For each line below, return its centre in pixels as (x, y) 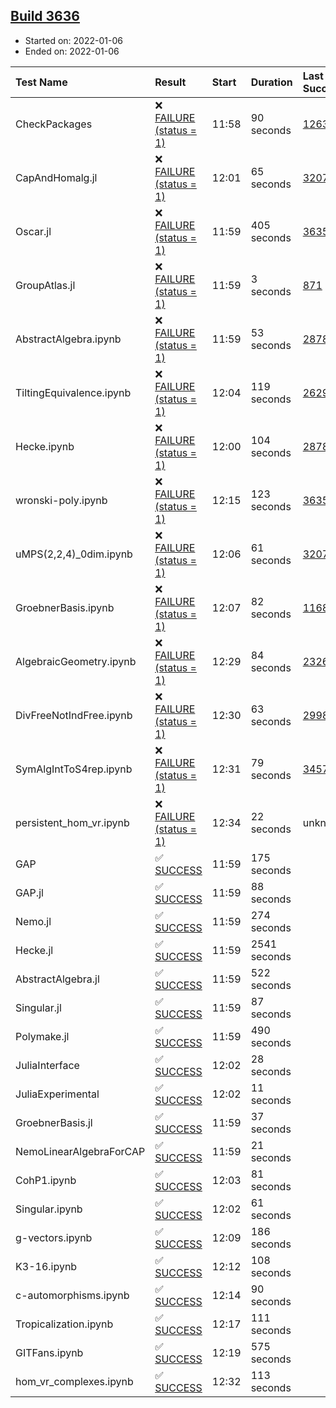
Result (170, 82)
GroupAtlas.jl (45, 285)
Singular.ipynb (49, 1209)
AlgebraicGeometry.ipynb (76, 661)
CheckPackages (54, 124)
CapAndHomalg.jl (56, 177)
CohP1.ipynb (46, 1180)
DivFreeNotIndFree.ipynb (74, 715)
